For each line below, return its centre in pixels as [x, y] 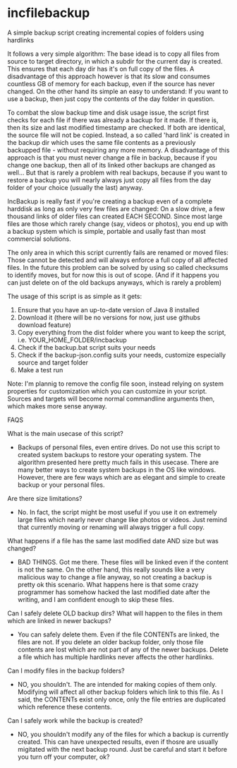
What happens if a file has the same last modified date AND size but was [113, 540]
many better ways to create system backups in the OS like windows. [117, 469]
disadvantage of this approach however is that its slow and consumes [109, 76]
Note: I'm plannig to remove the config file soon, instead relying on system [116, 384]
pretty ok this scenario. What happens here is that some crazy [108, 584]
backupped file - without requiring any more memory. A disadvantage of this [119, 150]
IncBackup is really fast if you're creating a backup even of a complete [110, 201]
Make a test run [40, 370]
